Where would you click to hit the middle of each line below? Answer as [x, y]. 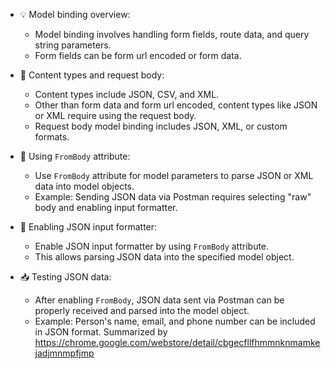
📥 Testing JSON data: [65, 277]
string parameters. [73, 45]
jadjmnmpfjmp [64, 353]
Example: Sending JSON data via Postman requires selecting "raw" [173, 197]
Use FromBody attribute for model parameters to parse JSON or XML [174, 175]
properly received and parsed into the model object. [142, 310]
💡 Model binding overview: [75, 14]
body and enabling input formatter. [106, 207]
